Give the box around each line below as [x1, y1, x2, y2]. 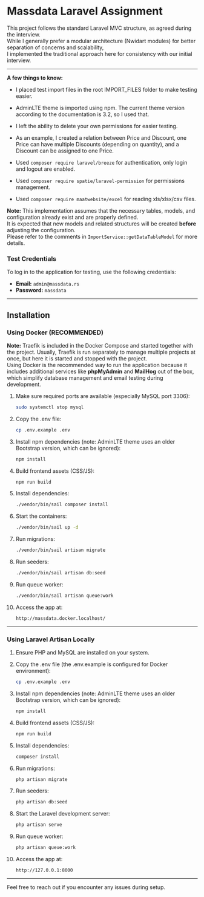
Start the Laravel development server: [15, 810, 110, 817]
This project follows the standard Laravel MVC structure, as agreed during [7, 24, 192, 32]
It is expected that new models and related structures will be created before [7, 220, 196, 227]
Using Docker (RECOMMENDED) [7, 328, 104, 337]
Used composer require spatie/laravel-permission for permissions [15, 177, 185, 184]
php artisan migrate [15, 776, 68, 782]
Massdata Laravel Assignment [7, 4, 163, 18]
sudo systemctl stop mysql [15, 404, 84, 410]
